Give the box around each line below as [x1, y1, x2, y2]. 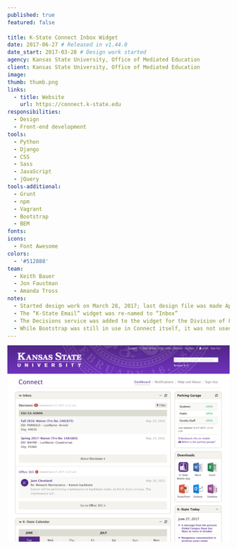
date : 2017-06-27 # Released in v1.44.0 [7, 41, 128, 49]
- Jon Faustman [13, 280, 59, 287]
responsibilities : [7, 108, 61, 116]
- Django [13, 146, 39, 153]
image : [7, 71, 27, 78]
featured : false [7, 18, 55, 26]
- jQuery [13, 175, 39, 183]
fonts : [7, 228, 27, 235]
